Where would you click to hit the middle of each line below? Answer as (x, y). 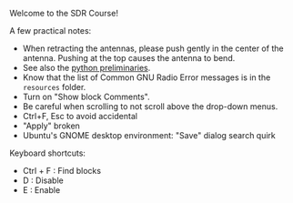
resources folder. (54, 87)
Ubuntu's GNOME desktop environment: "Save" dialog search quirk (149, 135)
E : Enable (41, 190)
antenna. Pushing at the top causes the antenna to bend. (129, 58)
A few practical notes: (51, 30)
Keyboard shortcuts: (48, 153)
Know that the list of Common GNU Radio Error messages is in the (146, 77)
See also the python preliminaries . (86, 68)
